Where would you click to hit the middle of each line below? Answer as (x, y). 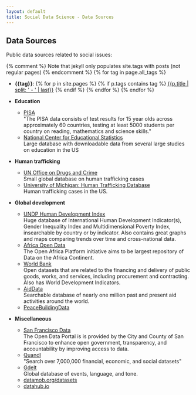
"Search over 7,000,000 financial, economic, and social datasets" (102, 362)
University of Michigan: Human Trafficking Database (87, 185)
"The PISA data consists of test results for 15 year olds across (98, 119)
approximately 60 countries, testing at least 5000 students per (99, 125)
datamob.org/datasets (50, 380)
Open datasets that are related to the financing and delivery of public (107, 270)
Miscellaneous (33, 319)
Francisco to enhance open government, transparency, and (95, 343)
